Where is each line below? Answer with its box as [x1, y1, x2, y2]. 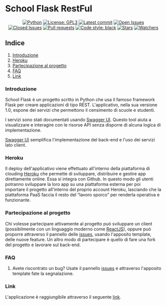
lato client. [5, 142, 26, 148]
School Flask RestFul [5, 3, 93, 14]
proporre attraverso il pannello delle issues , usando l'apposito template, [5, 231, 152, 237]
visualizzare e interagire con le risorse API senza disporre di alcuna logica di [5, 122, 161, 128]
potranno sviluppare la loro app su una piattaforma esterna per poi [5, 181, 141, 187]
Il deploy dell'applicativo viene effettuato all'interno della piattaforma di [5, 166, 150, 172]
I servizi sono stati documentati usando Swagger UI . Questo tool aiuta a [5, 117, 152, 123]
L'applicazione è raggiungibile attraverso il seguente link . [5, 294, 121, 300]
